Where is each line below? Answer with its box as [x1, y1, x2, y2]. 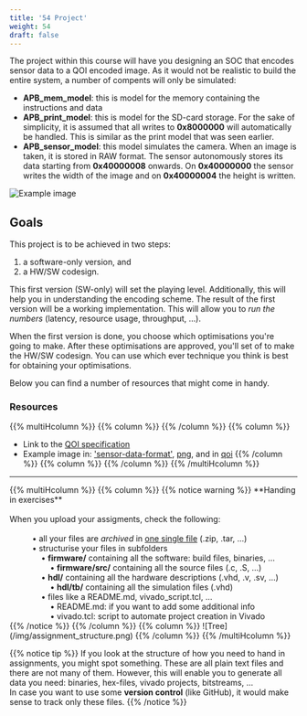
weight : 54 [9, 22, 51, 31]
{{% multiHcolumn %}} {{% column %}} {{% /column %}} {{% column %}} [9, 422, 291, 433]
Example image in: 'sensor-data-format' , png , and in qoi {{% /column [22, 449, 283, 460]
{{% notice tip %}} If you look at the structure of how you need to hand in [9, 648, 286, 659]
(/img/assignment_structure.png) [9, 630, 134, 641]
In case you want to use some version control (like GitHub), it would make [9, 687, 290, 698]
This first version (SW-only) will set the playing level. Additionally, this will [9, 284, 286, 295]
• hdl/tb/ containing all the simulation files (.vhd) [49, 582, 234, 593]
